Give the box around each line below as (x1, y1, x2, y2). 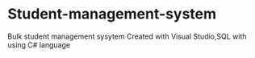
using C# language (7, 39, 70, 49)
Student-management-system (7, 5, 217, 23)
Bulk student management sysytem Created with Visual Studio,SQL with (7, 31, 247, 41)
